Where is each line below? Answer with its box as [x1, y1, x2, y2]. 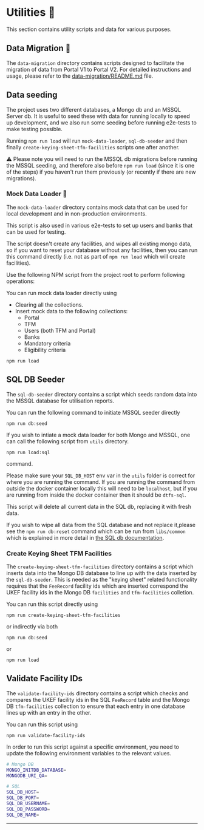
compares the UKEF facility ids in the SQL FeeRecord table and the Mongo [6, 696, 190, 703]
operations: [6, 277, 35, 285]
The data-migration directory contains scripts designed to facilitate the [6, 59, 185, 66]
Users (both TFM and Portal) [24, 327, 96, 334]
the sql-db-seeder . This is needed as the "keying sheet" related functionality [6, 576, 197, 583]
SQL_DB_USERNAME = [6, 801, 50, 807]
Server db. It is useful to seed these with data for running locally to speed [6, 112, 190, 120]
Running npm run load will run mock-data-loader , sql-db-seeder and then [6, 137, 188, 145]
